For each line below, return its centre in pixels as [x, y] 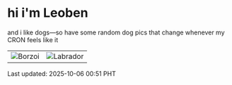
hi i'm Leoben [48, 13]
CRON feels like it [33, 39]
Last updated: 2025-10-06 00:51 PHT [62, 73]
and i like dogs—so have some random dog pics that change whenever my [116, 32]
